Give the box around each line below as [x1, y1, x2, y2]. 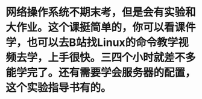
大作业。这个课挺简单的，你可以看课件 [5, 21, 197, 34]
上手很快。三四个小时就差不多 [48, 51, 197, 65]
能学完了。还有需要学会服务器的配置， [5, 66, 197, 80]
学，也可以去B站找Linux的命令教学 [5, 36, 178, 49]
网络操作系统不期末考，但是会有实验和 [5, 5, 197, 19]
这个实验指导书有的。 [5, 81, 112, 95]
